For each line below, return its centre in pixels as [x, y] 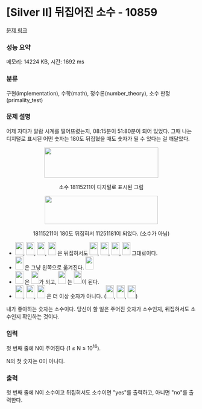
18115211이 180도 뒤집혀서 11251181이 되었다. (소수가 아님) [101, 233]
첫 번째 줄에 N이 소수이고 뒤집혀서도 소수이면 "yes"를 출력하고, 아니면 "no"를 [97, 393]
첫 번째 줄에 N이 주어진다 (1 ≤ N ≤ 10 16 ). [54, 348]
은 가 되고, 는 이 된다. [62, 282]
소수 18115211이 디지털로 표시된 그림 [101, 187]
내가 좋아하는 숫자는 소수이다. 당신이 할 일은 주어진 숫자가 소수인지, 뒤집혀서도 [98, 309]
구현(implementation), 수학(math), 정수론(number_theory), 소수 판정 [88, 93]
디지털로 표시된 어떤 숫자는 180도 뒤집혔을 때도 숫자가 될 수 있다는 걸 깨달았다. [98, 138]
